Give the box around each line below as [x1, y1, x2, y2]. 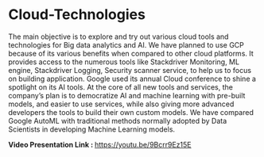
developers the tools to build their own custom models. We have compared [8, 107, 254, 117]
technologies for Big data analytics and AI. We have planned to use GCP [8, 40, 244, 49]
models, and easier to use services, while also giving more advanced [8, 99, 235, 109]
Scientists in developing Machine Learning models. [8, 124, 176, 134]
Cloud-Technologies [8, 6, 146, 24]
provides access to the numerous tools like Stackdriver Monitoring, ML [8, 57, 240, 67]
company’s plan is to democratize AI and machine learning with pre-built [8, 90, 246, 100]
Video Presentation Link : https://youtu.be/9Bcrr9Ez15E [8, 140, 192, 149]
